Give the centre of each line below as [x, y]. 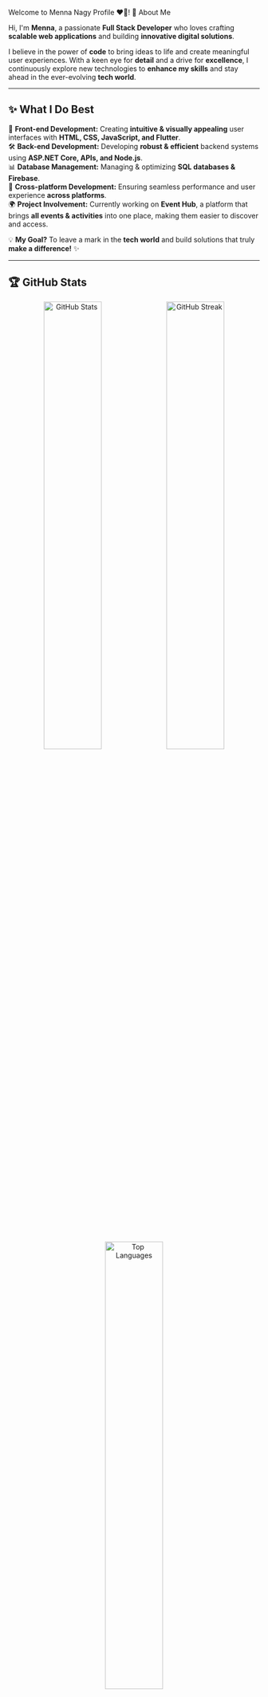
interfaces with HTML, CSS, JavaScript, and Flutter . [95, 137]
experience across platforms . [57, 195]
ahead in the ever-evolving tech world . [73, 77]
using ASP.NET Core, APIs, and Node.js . [76, 157]
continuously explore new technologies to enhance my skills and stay [123, 69]
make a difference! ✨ [44, 248]
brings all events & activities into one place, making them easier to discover [134, 215]
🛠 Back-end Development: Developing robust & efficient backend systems [134, 146]
